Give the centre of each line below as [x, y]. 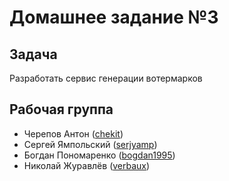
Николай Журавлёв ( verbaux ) [87, 165]
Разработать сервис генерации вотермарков [106, 78]
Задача [33, 54]
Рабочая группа [61, 109]
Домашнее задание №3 [114, 17]
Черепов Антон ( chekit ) [73, 133]
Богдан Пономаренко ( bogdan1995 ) [99, 155]
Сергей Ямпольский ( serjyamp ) [90, 144]
